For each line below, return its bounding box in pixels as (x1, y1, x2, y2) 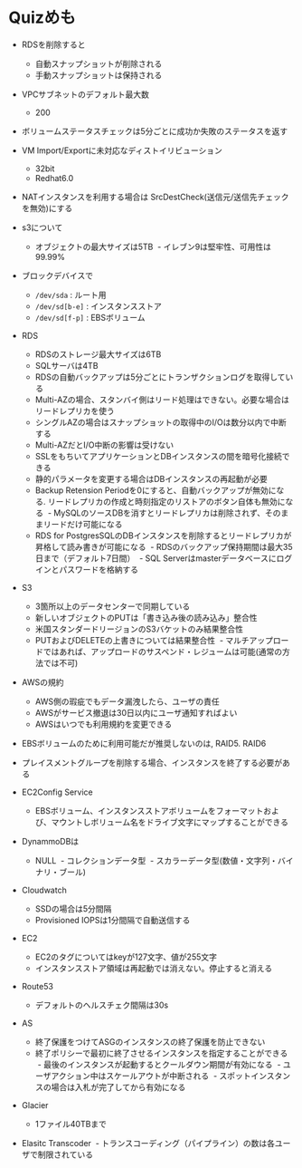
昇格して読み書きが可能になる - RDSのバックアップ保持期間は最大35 (34, 541, 293, 552)
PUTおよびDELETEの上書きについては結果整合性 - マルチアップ (34, 634, 273, 645)
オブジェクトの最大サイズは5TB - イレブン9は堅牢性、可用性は (34, 241, 272, 252)
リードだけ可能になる (42, 518, 123, 529)
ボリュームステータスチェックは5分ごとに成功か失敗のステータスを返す (21, 125, 288, 136)
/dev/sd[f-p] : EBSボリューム (34, 312, 146, 323)
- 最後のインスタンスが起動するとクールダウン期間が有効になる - (37, 1058, 281, 1069)
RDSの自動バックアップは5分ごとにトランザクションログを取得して (34, 372, 286, 382)
